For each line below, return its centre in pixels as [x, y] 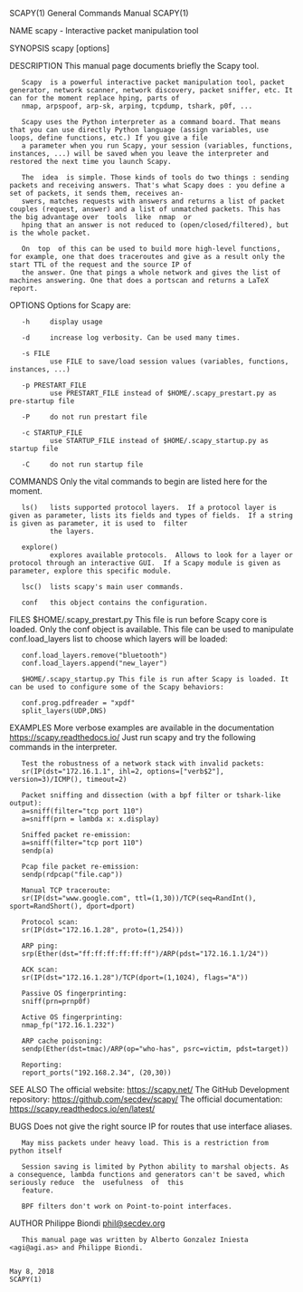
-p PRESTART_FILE [54, 385]
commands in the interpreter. [63, 747]
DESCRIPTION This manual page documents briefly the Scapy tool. [134, 66]
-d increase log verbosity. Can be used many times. [131, 338]
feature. [38, 1191]
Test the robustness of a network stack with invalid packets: [143, 764]
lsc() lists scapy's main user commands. [102, 587]
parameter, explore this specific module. [90, 571]
